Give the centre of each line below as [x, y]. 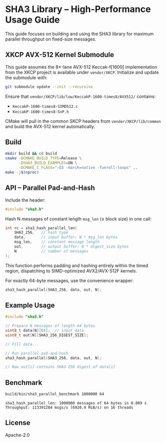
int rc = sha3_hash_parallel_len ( [41, 228]
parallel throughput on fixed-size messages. [51, 39]
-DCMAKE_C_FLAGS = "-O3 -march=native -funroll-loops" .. [78, 168]
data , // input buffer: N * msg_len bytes [66, 237]
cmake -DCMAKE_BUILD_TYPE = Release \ [43, 158]
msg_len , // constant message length [57, 242]
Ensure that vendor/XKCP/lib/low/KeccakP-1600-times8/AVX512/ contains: [80, 96]
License [18, 423]
